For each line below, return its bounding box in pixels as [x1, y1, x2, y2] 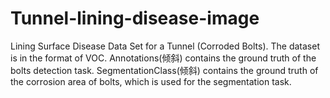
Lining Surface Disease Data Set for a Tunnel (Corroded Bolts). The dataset [10, 40, 320, 52]
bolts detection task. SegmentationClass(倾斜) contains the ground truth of [10, 64, 319, 76]
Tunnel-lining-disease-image [10, 7, 260, 30]
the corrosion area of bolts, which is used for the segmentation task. [10, 75, 292, 87]
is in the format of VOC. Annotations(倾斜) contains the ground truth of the [10, 52, 317, 64]
